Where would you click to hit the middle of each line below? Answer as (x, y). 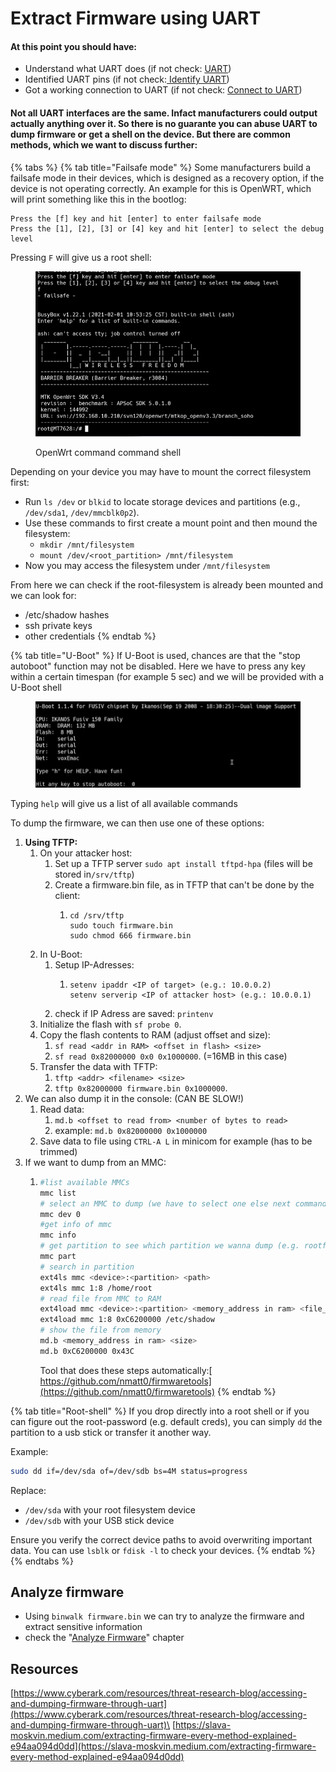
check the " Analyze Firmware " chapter (104, 1638)
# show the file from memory (100, 1330)
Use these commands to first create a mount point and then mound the (171, 523)
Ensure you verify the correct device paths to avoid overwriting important (161, 1539)
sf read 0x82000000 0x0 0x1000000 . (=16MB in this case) (171, 1056)
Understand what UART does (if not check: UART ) (128, 69)
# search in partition (87, 1267)
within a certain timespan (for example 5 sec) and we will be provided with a (167, 677)
